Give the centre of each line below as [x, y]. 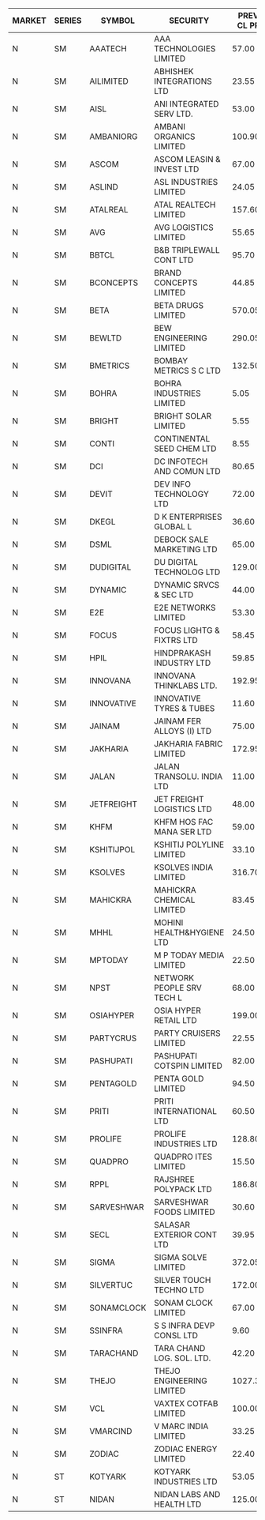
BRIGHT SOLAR [183, 416]
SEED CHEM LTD [185, 448]
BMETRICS [110, 365]
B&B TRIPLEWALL [187, 250]
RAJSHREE [174, 1179]
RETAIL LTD [175, 1020]
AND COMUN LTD [187, 471]
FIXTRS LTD [176, 640]
